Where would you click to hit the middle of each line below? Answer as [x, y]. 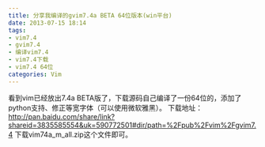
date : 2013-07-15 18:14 [47, 23]
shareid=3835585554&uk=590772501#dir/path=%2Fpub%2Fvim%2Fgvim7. [132, 125]
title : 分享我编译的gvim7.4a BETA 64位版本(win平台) [90, 15]
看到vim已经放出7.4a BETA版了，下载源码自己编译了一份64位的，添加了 [125, 98]
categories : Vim [35, 74]
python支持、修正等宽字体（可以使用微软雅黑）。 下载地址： [106, 107]
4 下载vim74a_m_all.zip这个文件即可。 [70, 134]
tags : [17, 30]
